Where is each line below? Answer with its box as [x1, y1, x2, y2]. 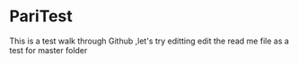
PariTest [9, 6, 74, 27]
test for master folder [9, 44, 88, 55]
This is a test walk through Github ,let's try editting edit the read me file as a [9, 35, 290, 46]
